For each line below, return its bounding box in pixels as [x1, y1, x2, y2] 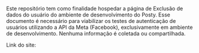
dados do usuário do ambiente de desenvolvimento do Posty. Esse [6, 11, 170, 18]
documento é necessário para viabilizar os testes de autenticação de [6, 18, 176, 24]
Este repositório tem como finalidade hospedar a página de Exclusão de [6, 5, 183, 12]
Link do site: [6, 41, 36, 48]
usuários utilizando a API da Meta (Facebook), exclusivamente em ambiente [6, 24, 193, 31]
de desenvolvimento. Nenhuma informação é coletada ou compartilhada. [6, 30, 186, 37]
